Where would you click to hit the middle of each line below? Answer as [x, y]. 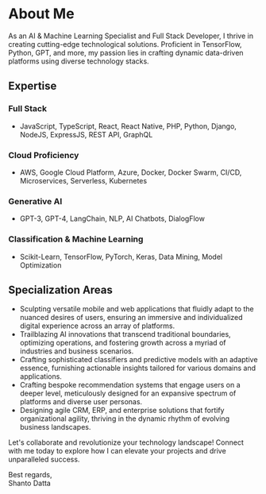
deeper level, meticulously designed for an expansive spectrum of [128, 393]
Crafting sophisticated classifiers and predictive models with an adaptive [139, 360]
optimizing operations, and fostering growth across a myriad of [123, 343]
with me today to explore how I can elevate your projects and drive [117, 451]
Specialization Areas [61, 289]
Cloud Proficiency [44, 155]
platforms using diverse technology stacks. [79, 61]
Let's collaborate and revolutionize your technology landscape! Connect [126, 442]
